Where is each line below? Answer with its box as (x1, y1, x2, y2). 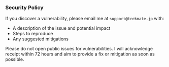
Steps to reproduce (12, 31, 53, 37)
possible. (5, 56, 24, 62)
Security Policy (5, 4, 44, 11)
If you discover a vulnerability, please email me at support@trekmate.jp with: (5, 16, 164, 22)
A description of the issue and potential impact (12, 25, 111, 31)
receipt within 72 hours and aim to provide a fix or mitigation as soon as (5, 51, 155, 57)
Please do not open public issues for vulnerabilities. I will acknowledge (5, 46, 153, 52)
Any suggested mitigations (12, 36, 69, 42)
